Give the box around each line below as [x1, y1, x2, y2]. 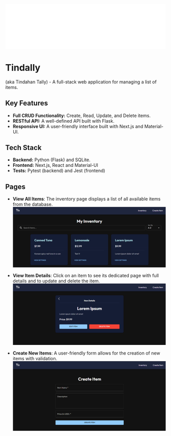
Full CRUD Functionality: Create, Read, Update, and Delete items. [12, 112, 151, 119]
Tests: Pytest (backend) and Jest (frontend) [12, 167, 105, 174]
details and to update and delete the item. [12, 278, 100, 284]
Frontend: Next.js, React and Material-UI [12, 162, 98, 168]
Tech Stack [5, 143, 42, 152]
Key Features [5, 99, 48, 108]
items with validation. [12, 355, 58, 361]
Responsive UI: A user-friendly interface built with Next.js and [12, 123, 144, 129]
